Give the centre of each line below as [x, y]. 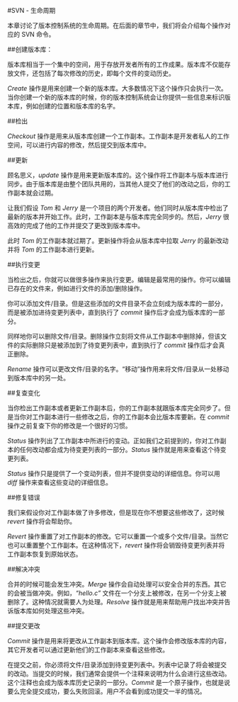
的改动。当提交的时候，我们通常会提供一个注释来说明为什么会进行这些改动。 [119, 674]
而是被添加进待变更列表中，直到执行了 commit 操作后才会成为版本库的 [110, 312]
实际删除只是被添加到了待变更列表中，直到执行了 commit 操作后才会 [119, 345]
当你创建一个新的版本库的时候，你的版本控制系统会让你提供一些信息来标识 [116, 97]
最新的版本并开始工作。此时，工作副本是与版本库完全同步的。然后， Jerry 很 [118, 217]
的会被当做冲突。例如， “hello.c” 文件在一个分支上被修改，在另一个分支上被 [117, 593]
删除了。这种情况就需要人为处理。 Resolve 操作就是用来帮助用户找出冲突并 [116, 602]
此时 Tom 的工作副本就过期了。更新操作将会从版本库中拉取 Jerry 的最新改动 [118, 240]
